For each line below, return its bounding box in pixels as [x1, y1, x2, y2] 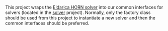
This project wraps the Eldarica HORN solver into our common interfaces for [5, 4, 163, 10]
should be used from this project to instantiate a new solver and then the [5, 15, 156, 20]
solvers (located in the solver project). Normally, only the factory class [5, 9, 151, 15]
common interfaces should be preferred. [5, 20, 90, 26]
